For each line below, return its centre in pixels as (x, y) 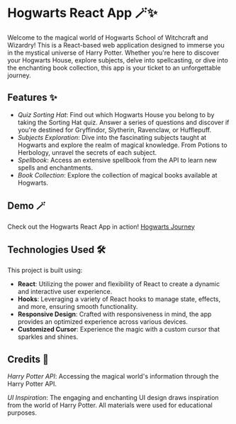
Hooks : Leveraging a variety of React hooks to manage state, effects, (119, 299)
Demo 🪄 (27, 206)
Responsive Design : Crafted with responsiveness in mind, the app (114, 314)
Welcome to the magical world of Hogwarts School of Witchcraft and (108, 37)
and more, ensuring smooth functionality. (78, 307)
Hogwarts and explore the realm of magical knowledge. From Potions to (123, 145)
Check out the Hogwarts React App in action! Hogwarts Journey (101, 227)
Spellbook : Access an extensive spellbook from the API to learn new (117, 160)
